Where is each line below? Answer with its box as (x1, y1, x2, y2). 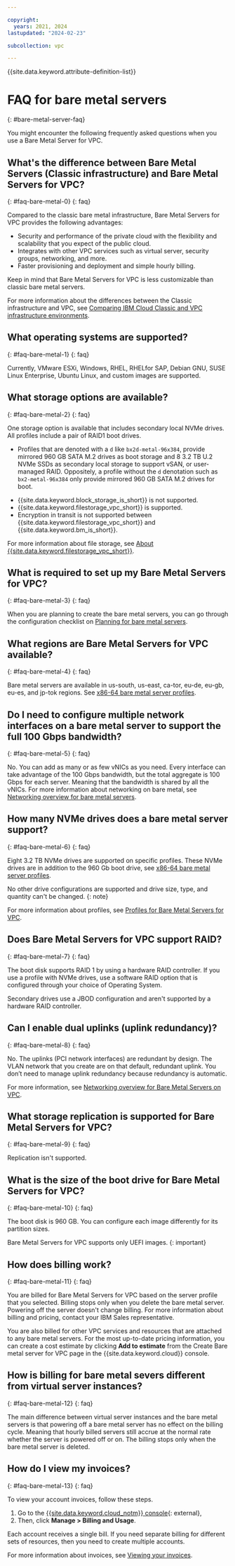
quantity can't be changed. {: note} (7, 892, 109, 900)
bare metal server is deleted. (7, 1443, 90, 1451)
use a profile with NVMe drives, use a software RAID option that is (7, 973, 199, 982)
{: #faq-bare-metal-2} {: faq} (7, 410, 90, 418)
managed (17, 467, 46, 476)
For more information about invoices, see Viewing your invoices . (7, 1551, 193, 1559)
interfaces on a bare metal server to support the (7, 720, 221, 732)
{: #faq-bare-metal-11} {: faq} (7, 1277, 93, 1285)
